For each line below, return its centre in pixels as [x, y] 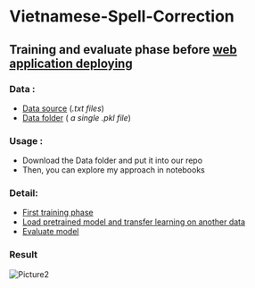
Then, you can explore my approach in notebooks [113, 170]
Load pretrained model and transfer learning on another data [134, 222]
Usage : [26, 140]
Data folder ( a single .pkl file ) [77, 117]
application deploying [71, 63]
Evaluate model [50, 232]
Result [24, 255]
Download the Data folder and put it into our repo [112, 161]
